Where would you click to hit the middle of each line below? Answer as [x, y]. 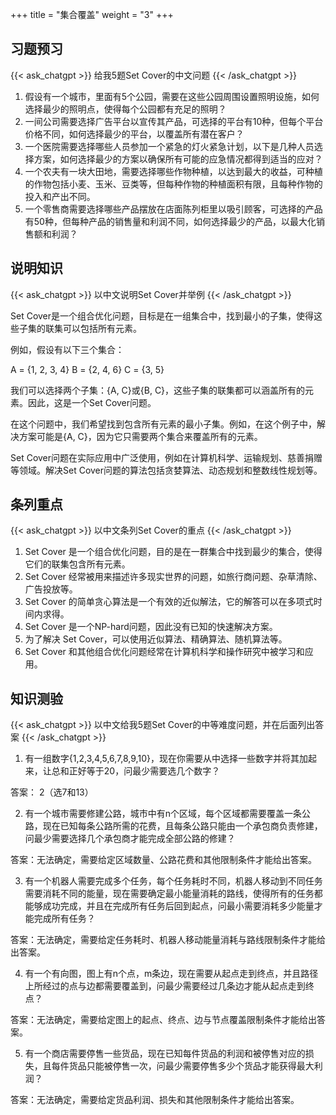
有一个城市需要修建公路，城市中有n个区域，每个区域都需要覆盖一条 [163, 814]
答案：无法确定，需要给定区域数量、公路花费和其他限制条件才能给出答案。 [163, 860]
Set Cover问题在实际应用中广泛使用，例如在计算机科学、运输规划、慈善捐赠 [166, 457]
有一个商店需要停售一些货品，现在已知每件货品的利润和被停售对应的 [165, 1054]
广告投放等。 [51, 589]
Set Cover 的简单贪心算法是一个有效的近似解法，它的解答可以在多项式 [169, 602]
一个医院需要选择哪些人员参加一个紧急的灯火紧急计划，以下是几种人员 [169, 146]
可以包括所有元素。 [102, 328]
